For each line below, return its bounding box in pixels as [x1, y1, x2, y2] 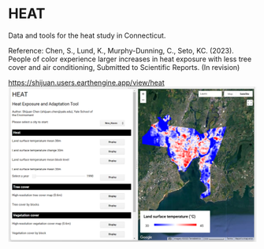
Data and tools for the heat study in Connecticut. [8, 31, 166, 40]
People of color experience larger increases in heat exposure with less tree [8, 54, 252, 64]
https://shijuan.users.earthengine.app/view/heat [8, 78, 165, 87]
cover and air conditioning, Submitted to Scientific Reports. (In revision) [8, 62, 240, 71]
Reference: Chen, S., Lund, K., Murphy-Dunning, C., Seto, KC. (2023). [8, 46, 234, 55]
